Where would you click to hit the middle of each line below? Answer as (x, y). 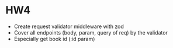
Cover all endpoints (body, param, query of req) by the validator (91, 32)
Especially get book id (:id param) (54, 39)
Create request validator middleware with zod (69, 26)
